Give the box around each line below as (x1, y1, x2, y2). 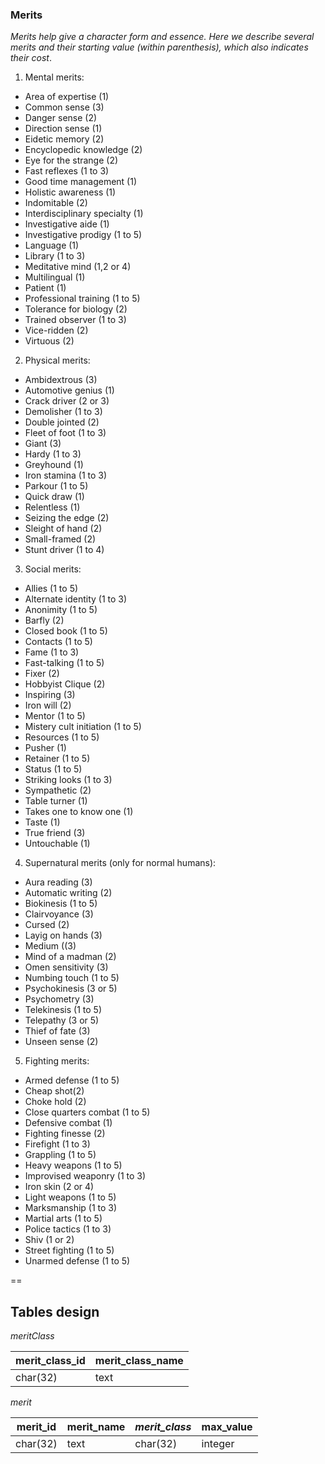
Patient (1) (24, 282, 67, 294)
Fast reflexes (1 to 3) (24, 165, 110, 177)
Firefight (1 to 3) (24, 1138, 91, 1150)
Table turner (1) (24, 795, 88, 807)
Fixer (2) (24, 668, 60, 680)
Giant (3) (24, 438, 62, 450)
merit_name (66, 1420, 126, 1434)
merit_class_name (94, 1354, 184, 1368)
